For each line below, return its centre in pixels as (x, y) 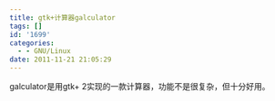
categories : (32, 43)
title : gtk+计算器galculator (63, 18)
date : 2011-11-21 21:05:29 (61, 60)
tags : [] (26, 26)
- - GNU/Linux (44, 51)
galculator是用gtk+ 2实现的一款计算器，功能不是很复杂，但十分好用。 (140, 86)
